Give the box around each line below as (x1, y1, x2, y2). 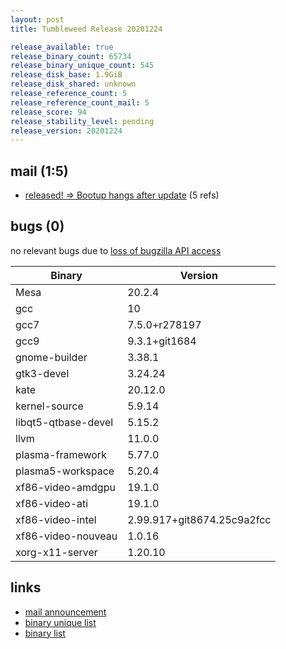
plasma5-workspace (15, 464, 115, 478)
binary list (24, 627, 66, 639)
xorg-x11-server (15, 545, 98, 559)
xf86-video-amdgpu (15, 480, 116, 494)
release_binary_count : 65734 (10, 51, 132, 61)
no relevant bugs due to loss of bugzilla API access (10, 244, 222, 256)
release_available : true (10, 42, 114, 52)
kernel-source (15, 399, 84, 413)
